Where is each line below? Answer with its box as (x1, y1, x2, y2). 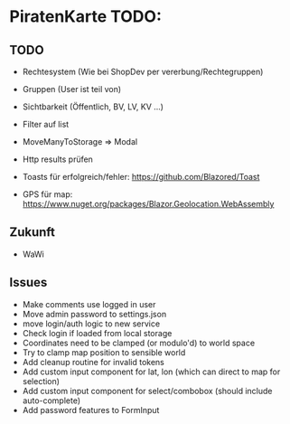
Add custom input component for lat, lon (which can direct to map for (22, 366, 281, 377)
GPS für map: (22, 189, 73, 200)
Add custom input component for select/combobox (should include (22, 385, 273, 396)
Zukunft (9, 224, 56, 240)
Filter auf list (22, 119, 70, 129)
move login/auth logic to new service (22, 318, 161, 329)
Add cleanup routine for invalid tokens (22, 356, 165, 367)
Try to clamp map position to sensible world (22, 346, 186, 358)
